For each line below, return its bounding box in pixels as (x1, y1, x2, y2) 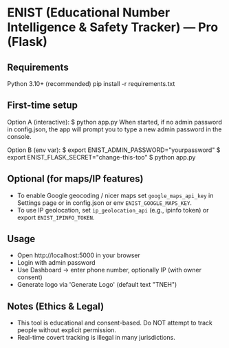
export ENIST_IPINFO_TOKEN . (17, 213, 95, 221)
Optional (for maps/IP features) (7, 173, 144, 185)
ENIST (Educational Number (7, 5, 171, 21)
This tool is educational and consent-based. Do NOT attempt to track (17, 318, 213, 327)
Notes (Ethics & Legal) (7, 301, 105, 312)
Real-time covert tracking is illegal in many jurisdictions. (17, 334, 175, 342)
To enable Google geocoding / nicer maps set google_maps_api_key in (17, 191, 214, 199)
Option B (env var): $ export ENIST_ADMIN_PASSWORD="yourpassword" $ (7, 146, 221, 154)
